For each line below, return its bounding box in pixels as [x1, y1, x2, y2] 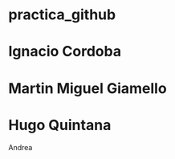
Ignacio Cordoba [8, 43, 122, 61]
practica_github [8, 6, 116, 24]
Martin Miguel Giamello [8, 79, 167, 97]
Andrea [8, 142, 33, 152]
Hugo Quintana [8, 116, 112, 134]
